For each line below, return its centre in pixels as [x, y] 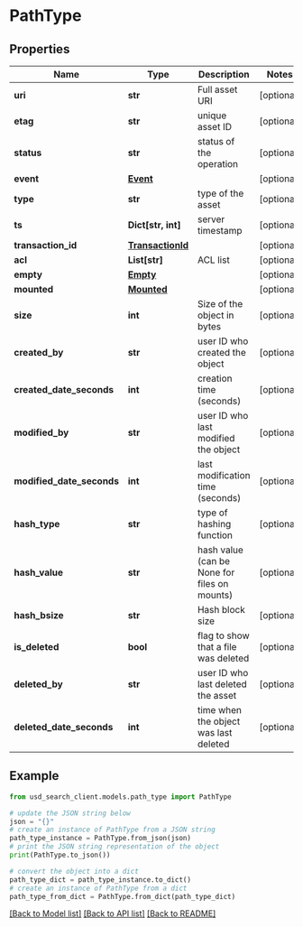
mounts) [215, 595]
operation [218, 164]
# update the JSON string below [70, 813]
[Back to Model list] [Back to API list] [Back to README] [113, 913]
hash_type [37, 524]
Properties [40, 49]
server [211, 219]
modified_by [41, 432]
